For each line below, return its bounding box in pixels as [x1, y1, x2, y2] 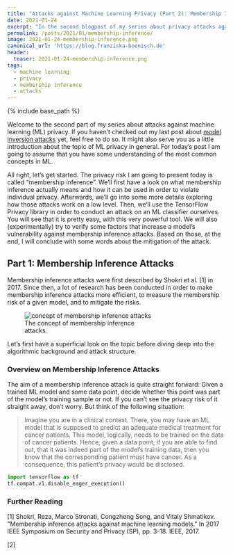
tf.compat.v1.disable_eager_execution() [7, 481, 126, 488]
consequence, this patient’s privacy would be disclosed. [24, 460, 185, 469]
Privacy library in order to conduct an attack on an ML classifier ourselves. [7, 208, 220, 216]
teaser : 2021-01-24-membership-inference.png [13, 56, 148, 63]
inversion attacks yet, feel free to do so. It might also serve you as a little [7, 135, 214, 143]
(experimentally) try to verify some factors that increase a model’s [7, 223, 196, 231]
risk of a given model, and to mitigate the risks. [7, 298, 141, 306]
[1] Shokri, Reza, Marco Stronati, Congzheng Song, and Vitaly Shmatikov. [7, 513, 216, 521]
